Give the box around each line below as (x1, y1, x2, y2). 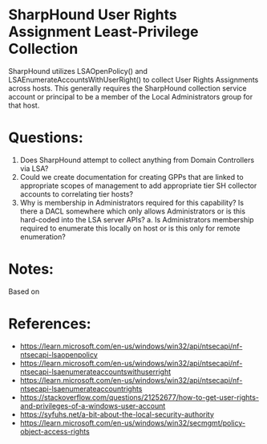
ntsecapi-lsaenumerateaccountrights (19, 384, 143, 393)
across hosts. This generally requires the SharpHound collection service (8, 83, 247, 93)
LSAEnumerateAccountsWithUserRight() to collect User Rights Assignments (8, 75, 259, 84)
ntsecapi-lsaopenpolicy (19, 349, 98, 359)
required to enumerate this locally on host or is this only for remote (19, 223, 241, 233)
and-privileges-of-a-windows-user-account (19, 401, 166, 410)
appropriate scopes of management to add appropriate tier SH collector (19, 181, 257, 190)
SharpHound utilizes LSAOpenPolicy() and (8, 66, 148, 75)
